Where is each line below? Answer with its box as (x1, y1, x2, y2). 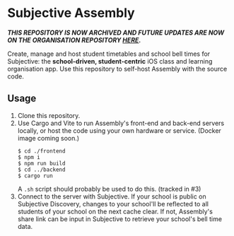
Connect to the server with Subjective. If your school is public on (17, 192, 206, 201)
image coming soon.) (17, 134, 80, 142)
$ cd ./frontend (17, 147, 66, 155)
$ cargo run (17, 172, 53, 179)
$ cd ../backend (17, 166, 66, 173)
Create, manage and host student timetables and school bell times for (7, 49, 211, 58)
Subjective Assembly (7, 5, 136, 21)
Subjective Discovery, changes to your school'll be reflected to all (17, 199, 209, 208)
